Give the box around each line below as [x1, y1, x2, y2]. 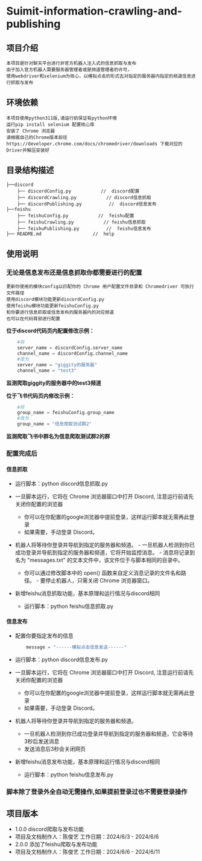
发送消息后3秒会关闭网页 [24, 745, 86, 753]
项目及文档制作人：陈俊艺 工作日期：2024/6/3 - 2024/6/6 [14, 833, 159, 840]
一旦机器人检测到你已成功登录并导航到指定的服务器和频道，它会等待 [24, 730, 194, 737]
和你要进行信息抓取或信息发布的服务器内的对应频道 [6, 309, 115, 315]
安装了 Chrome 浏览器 [6, 128, 55, 134]
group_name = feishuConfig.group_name [17, 410, 115, 416]
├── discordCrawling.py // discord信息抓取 [17, 194, 152, 200]
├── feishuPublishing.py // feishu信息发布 [17, 225, 152, 231]
